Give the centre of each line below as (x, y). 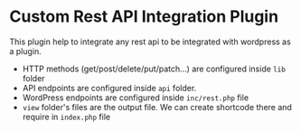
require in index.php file (66, 117)
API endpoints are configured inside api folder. (109, 88)
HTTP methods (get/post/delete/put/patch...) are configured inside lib (154, 69)
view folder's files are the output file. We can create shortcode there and (157, 107)
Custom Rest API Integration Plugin (144, 17)
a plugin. (26, 51)
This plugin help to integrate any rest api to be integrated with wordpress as (150, 42)
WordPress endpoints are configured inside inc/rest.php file (136, 98)
